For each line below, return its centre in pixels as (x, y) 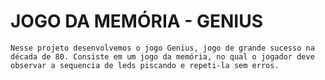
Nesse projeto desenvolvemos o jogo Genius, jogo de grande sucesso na (162, 48)
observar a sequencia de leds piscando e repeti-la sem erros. (145, 65)
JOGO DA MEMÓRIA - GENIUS (137, 21)
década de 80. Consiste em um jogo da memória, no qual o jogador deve (162, 56)
